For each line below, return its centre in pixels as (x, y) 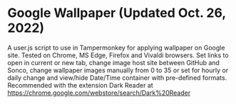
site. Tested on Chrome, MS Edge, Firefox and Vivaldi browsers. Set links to (118, 55)
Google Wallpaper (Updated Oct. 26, (117, 13)
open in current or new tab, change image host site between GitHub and (113, 62)
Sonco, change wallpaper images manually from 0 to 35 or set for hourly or (118, 70)
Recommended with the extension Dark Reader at (80, 85)
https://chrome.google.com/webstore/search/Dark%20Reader (99, 93)
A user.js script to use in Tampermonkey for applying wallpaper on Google (116, 47)
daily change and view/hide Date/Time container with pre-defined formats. (117, 77)
